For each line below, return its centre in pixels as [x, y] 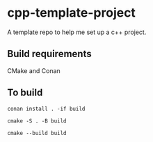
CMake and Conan [34, 70]
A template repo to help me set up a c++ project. [77, 32]
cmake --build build [37, 133]
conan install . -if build [46, 109]
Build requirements [49, 54]
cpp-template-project [71, 13]
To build [25, 93]
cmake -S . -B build [37, 121]
